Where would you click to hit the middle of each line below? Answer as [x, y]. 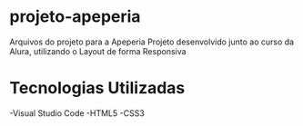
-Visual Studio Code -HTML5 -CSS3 [77, 113]
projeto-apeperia [75, 17]
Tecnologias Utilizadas [97, 88]
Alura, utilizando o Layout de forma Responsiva [98, 51]
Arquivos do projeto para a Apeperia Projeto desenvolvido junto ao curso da [151, 42]
